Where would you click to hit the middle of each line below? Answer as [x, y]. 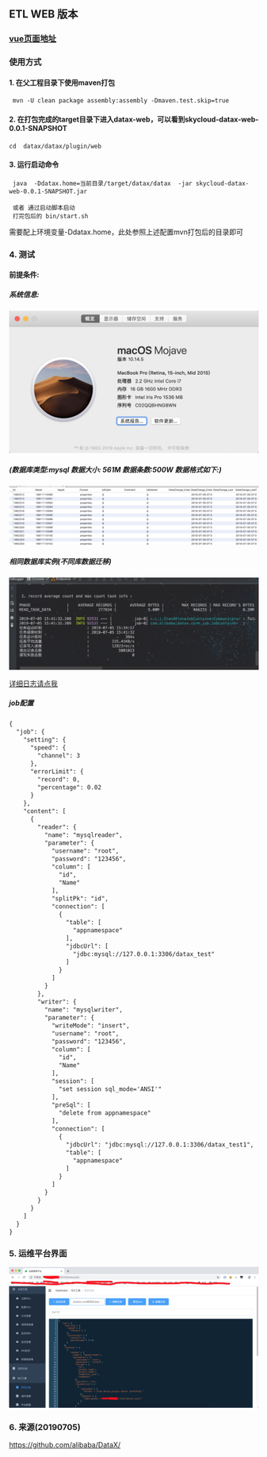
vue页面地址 [33, 39]
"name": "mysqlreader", [84, 835]
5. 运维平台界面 [38, 1253]
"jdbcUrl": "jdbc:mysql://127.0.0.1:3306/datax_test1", [160, 1145]
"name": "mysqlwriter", [84, 1010]
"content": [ [45, 811]
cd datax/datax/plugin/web [55, 146]
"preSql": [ [71, 1105]
